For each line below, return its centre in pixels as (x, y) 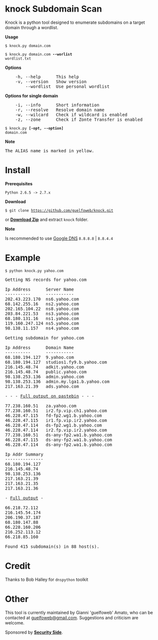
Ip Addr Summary (24, 454)
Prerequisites (19, 183)
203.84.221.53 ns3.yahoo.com (42, 313)
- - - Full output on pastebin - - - (50, 396)
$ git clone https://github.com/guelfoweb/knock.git (59, 210)
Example (23, 258)
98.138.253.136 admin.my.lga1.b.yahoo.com (57, 381)
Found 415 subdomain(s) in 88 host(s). (52, 546)
